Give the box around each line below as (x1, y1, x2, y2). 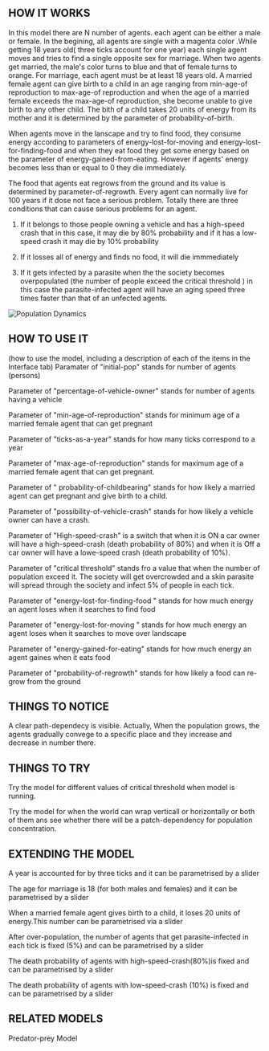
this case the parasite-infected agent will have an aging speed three (19, 284, 246, 294)
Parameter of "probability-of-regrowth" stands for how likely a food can (8, 668, 246, 678)
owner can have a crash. (8, 515, 90, 524)
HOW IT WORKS (8, 6, 91, 20)
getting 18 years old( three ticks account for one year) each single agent (8, 44, 247, 55)
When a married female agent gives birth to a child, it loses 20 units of (8, 908, 241, 918)
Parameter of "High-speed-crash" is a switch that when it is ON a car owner (8, 530, 260, 540)
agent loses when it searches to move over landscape (8, 628, 187, 638)
